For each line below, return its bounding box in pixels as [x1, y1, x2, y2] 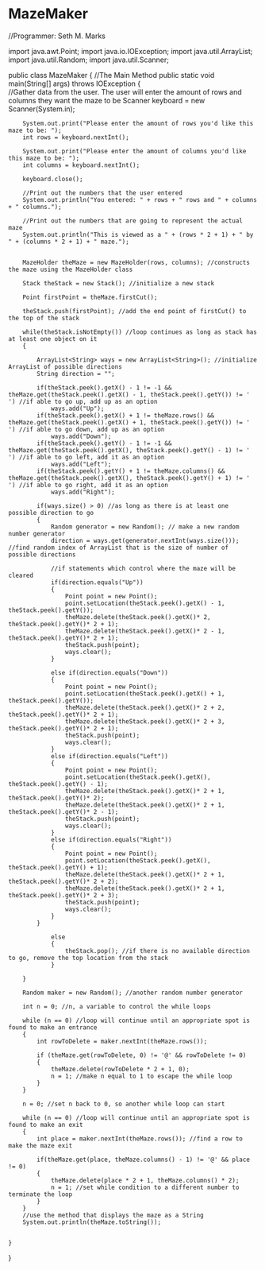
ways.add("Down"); [50, 432, 112, 440]
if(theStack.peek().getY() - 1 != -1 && [36, 439, 172, 447]
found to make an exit [8, 1121, 83, 1129]
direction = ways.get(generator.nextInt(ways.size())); [50, 536, 240, 544]
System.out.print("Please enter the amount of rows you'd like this [22, 119, 254, 127]
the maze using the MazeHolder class [8, 265, 133, 273]
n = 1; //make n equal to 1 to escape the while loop [50, 1072, 232, 1080]
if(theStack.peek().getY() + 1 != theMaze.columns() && [36, 467, 225, 475]
